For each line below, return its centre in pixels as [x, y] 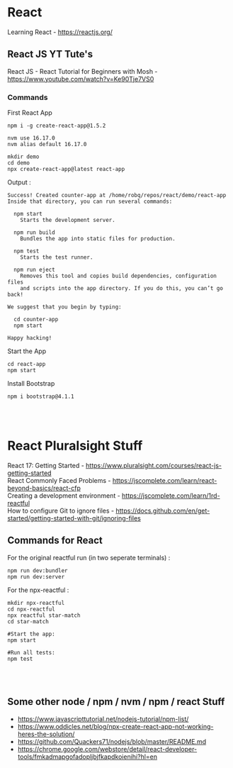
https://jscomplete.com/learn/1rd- [171, 495]
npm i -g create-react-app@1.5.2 [57, 126]
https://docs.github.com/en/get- [163, 511]
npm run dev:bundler [38, 571]
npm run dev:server [36, 577]
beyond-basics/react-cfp [44, 488]
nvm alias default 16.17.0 [47, 145]
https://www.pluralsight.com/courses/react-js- [154, 465]
